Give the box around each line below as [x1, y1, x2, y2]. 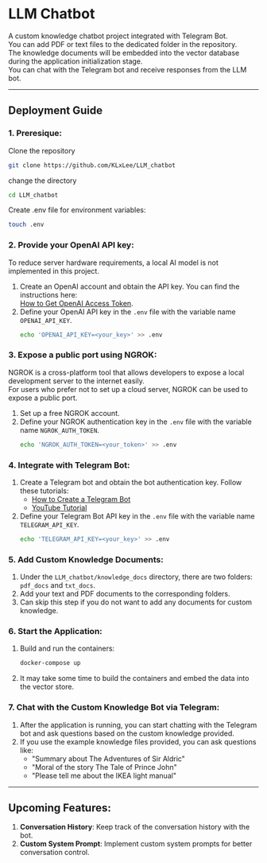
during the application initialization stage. [8, 56, 143, 66]
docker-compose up [19, 659, 81, 667]
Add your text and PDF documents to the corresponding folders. [19, 589, 230, 599]
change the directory [8, 176, 77, 185]
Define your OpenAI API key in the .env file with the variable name [19, 307, 236, 317]
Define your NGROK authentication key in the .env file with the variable [19, 417, 252, 426]
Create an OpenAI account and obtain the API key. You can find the [19, 282, 240, 291]
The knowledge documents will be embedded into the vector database [8, 48, 240, 57]
